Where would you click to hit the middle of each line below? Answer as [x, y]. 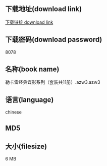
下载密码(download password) [54, 40]
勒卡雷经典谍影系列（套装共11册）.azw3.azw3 [53, 82]
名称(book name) [32, 69]
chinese [13, 112]
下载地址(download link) [44, 9]
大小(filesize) [26, 147]
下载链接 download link [29, 22]
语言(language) [30, 100]
